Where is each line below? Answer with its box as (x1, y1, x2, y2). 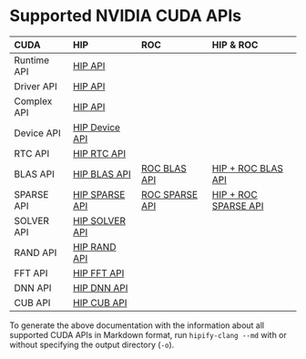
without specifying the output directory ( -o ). (9, 339, 175, 350)
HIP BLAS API (72, 168, 131, 180)
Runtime (14, 54, 50, 67)
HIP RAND (72, 241, 117, 253)
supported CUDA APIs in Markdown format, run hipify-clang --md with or (9, 329, 287, 340)
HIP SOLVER (72, 214, 126, 227)
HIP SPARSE (72, 188, 126, 200)
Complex (14, 95, 53, 108)
